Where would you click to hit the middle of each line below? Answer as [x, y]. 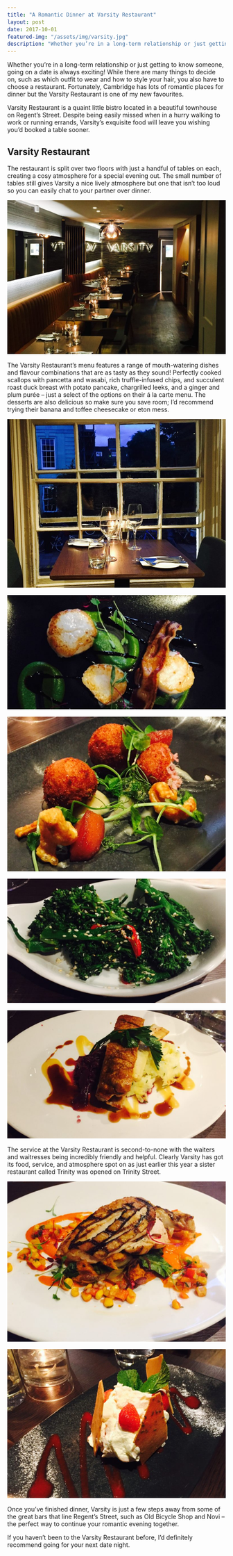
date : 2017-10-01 [32, 29]
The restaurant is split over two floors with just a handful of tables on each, [114, 168]
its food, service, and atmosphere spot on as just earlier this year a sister [111, 1165]
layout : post [26, 22]
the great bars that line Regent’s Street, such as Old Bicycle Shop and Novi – [116, 1517]
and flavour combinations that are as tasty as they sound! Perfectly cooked [114, 372]
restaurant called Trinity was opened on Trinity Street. [84, 1172]
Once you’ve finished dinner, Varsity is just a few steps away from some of [114, 1509]
